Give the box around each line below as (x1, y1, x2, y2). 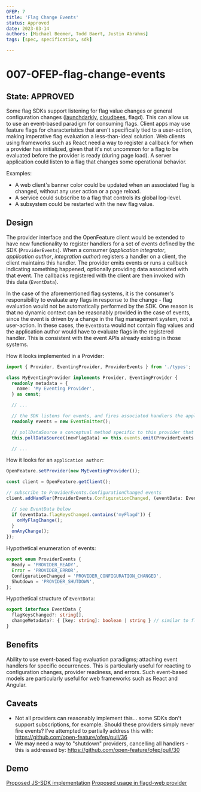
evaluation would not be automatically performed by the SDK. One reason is (6, 302, 193, 309)
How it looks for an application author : (6, 456, 104, 464)
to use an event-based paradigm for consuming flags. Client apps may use (6, 120, 190, 127)
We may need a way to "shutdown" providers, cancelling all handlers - (14, 740, 189, 747)
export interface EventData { (6, 606, 82, 612)
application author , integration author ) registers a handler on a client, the (6, 253, 187, 260)
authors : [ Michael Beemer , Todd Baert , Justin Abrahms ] (6, 31, 148, 37)
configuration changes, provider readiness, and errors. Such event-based (6, 668, 188, 675)
